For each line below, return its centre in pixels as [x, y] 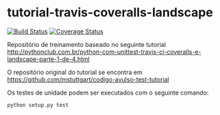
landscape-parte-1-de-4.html [49, 59]
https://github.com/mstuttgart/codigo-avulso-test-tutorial [88, 79]
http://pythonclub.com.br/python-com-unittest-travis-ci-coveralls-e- [104, 52]
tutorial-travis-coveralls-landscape [110, 13]
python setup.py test [38, 105]
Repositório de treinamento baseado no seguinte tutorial [87, 44]
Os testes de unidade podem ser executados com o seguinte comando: [108, 93]
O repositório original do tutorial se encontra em [75, 72]
